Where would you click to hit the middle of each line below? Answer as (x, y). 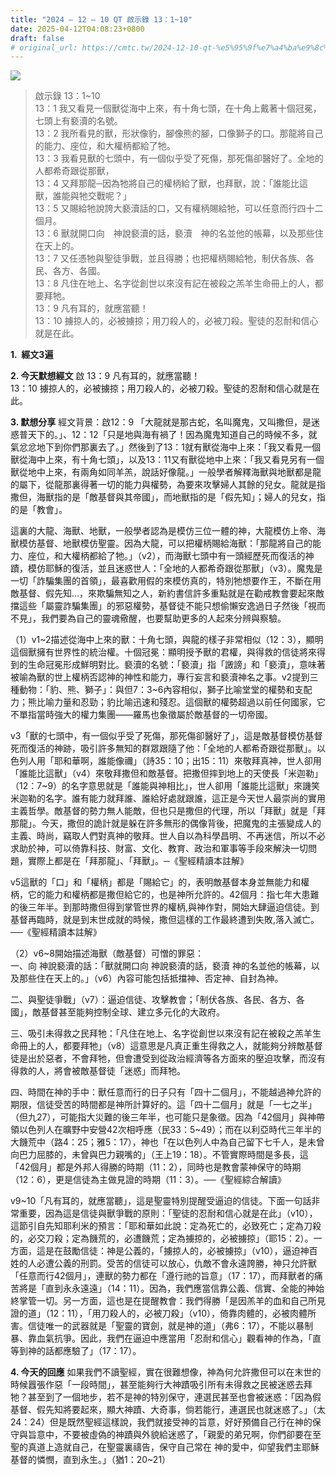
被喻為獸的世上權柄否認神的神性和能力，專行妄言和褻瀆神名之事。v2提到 (160, 677)
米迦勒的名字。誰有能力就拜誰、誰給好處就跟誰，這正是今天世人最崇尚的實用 (168, 798)
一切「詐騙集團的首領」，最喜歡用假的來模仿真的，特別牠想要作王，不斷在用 (166, 581)
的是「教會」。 (39, 510)
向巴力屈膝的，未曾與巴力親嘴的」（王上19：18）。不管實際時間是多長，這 (159, 1155)
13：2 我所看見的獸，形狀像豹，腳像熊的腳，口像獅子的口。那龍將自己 (179, 133)
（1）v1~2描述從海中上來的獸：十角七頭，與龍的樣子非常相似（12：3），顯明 (167, 640)
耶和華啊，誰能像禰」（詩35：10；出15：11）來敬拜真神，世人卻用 (187, 761)
